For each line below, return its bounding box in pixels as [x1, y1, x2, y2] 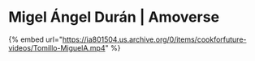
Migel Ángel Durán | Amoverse [8, 8, 220, 26]
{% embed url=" [8, 35, 63, 44]
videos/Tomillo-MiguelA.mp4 [8, 43, 106, 52]
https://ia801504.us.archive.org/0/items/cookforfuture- [62, 35, 247, 44]
